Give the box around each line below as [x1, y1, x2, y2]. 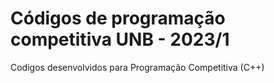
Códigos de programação [10, 7, 226, 30]
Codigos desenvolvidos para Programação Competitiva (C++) [10, 61, 265, 73]
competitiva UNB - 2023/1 [10, 28, 230, 51]
